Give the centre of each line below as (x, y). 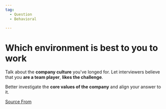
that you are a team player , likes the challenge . (54, 77)
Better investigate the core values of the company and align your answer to (83, 87)
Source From (18, 102)
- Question (21, 14)
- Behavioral (23, 19)
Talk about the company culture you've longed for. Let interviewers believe (83, 72)
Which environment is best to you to (82, 48)
